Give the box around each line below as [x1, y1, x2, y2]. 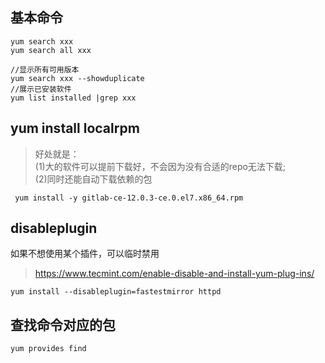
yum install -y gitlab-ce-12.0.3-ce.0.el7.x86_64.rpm [14, 193, 244, 203]
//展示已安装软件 [10, 84, 72, 94]
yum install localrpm [10, 120, 140, 137]
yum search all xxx [10, 45, 92, 55]
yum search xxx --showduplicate [10, 73, 145, 83]
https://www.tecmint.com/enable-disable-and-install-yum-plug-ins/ [34, 268, 315, 280]
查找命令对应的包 [10, 316, 116, 333]
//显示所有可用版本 [10, 64, 80, 75]
